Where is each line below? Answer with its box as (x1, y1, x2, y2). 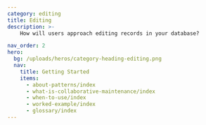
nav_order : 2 (7, 43, 46, 50)
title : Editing (7, 17, 52, 24)
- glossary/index (25, 108, 77, 115)
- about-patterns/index (25, 81, 96, 88)
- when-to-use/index (25, 94, 86, 101)
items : (20, 75, 39, 82)
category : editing (7, 10, 61, 17)
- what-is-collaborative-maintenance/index (25, 88, 156, 95)
